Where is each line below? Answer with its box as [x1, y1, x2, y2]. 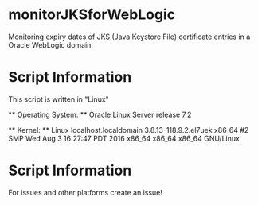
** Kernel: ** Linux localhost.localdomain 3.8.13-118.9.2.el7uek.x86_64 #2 [8, 125, 249, 134]
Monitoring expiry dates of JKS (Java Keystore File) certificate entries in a [8, 32, 251, 41]
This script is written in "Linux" [8, 94, 109, 104]
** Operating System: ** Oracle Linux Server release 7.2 [8, 110, 192, 119]
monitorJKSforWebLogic [8, 6, 176, 24]
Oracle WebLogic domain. [8, 40, 94, 49]
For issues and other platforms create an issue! [8, 188, 163, 197]
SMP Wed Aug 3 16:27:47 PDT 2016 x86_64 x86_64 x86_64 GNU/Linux [8, 133, 240, 143]
